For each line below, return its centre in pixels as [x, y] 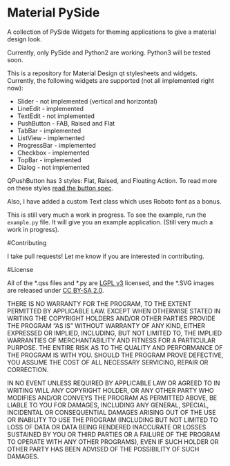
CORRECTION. [28, 369]
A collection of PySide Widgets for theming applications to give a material [112, 32]
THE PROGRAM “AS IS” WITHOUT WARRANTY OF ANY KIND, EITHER [106, 325]
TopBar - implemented [49, 159]
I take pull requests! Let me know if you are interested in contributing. [106, 256]
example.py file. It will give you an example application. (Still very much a [110, 222]
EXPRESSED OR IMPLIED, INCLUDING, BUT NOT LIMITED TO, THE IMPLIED [115, 333]
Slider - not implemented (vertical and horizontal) [87, 101]
